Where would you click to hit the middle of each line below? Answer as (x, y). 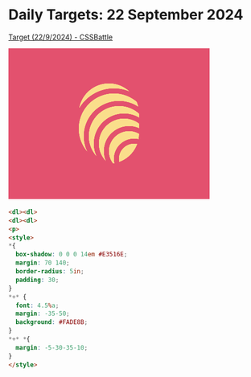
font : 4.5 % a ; (37, 305)
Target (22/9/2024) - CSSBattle (61, 37)
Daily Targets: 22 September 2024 (126, 15)
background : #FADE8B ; (52, 322)
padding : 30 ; (37, 280)
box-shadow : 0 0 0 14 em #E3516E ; (72, 255)
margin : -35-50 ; (43, 314)
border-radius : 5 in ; (50, 272)
